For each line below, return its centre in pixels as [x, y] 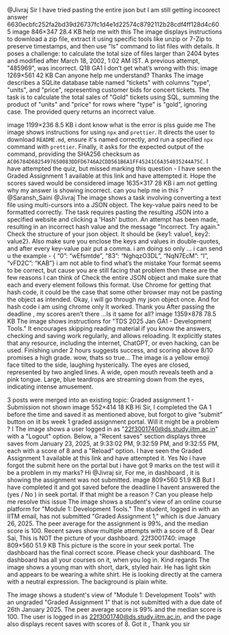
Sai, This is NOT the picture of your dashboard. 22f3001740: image [102, 538]
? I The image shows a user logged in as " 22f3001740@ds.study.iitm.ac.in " [113, 429]
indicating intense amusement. [50, 387]
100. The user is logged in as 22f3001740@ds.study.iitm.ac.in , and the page [114, 617]
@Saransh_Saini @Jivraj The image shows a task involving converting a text [114, 197]
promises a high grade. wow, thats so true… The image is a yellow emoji [108, 358]
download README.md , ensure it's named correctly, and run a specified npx [110, 139]
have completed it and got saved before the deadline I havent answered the [113, 487]
